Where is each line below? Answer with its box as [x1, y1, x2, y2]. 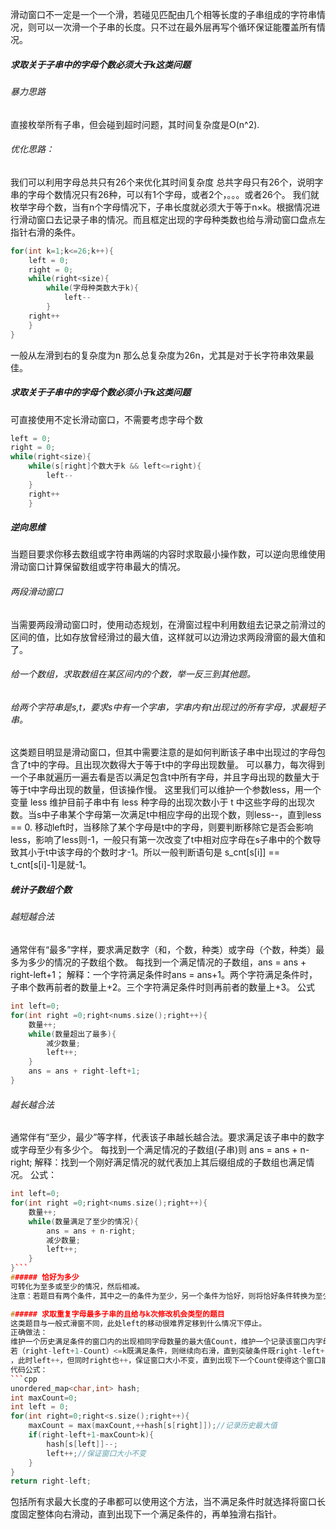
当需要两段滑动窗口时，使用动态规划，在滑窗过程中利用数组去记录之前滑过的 [10, 618, 326, 630]
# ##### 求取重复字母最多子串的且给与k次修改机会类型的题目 [10, 1309, 225, 1319]
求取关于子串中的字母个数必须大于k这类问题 [10, 58, 192, 70]
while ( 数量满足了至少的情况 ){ [28, 1216, 139, 1227]
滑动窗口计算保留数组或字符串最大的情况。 [10, 561, 186, 573]
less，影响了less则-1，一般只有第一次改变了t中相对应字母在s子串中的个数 [10, 834, 313, 846]
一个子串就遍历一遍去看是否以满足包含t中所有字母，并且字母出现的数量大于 [10, 771, 320, 783]
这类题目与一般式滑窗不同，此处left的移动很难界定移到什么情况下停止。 [10, 1318, 267, 1328]
